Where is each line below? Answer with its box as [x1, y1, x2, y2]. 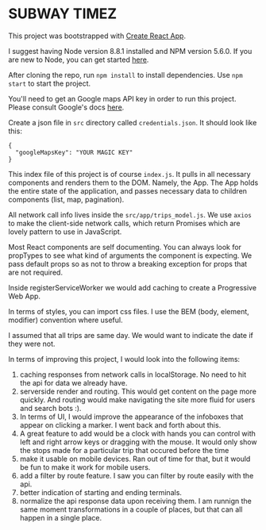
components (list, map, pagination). [8, 194, 125, 204]
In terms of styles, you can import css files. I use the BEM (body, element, [8, 306, 250, 316]
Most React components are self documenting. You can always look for [8, 242, 242, 252]
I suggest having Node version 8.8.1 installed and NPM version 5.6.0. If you [8, 46, 253, 56]
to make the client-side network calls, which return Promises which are [8, 218, 241, 228]
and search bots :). [19, 403, 82, 413]
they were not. [8, 339, 56, 348]
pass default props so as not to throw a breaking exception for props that [8, 259, 248, 268]
